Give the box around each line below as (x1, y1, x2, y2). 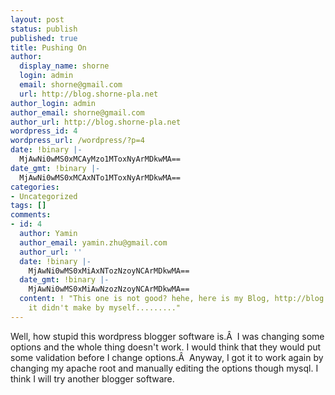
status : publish (10, 24, 78, 34)
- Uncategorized (10, 191, 78, 201)
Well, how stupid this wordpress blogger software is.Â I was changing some (10, 330, 325, 342)
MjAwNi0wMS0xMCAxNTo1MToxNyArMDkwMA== (19, 172, 182, 183)
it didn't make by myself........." (28, 303, 182, 313)
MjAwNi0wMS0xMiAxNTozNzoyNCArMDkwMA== (28, 266, 190, 276)
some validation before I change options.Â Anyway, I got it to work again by (10, 351, 324, 363)
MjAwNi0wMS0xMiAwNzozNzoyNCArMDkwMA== (28, 284, 190, 295)
